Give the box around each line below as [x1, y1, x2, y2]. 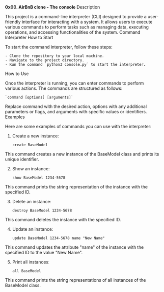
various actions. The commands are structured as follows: [5, 85, 123, 91]
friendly [5, 19, 21, 25]
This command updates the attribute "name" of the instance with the [5, 244, 144, 250]
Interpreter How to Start [5, 34, 53, 40]
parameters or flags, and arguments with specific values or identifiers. [5, 109, 147, 114]
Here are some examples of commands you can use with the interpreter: [5, 124, 152, 129]
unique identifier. [5, 157, 39, 162]
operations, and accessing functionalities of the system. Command [5, 29, 141, 35]
